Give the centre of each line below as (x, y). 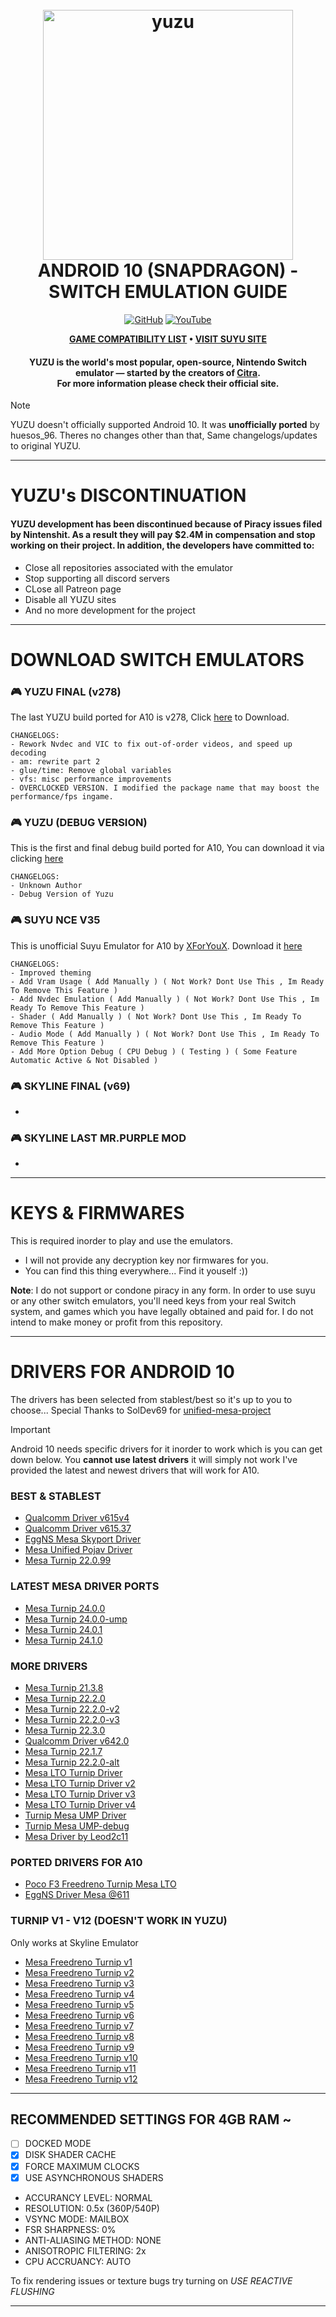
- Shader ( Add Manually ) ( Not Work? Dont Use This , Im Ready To (156, 1016)
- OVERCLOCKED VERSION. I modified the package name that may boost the (165, 788)
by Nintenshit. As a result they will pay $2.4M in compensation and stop (163, 534)
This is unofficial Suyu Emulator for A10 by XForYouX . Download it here (156, 945)
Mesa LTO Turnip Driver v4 (80, 1804)
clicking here (37, 859)
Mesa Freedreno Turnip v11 (80, 2068)
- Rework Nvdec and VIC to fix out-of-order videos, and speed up (151, 744)
